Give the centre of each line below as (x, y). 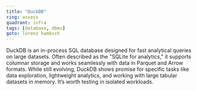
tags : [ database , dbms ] (36, 28)
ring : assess (22, 17)
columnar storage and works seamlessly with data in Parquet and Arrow (95, 63)
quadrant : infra (26, 22)
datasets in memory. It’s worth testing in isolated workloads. (80, 82)
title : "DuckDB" (26, 12)
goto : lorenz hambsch (33, 34)
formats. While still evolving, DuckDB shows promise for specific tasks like (98, 69)
